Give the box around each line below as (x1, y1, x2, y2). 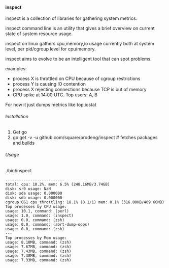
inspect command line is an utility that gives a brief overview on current (5, 25, 155, 32)
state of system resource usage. (5, 31, 73, 37)
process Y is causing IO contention (12, 81, 86, 87)
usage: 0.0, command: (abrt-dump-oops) (5, 222, 90, 227)
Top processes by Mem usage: (5, 235, 67, 240)
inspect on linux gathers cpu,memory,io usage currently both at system (5, 41, 155, 47)
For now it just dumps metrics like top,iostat (5, 102, 96, 108)
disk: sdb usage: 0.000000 (5, 195, 62, 200)
